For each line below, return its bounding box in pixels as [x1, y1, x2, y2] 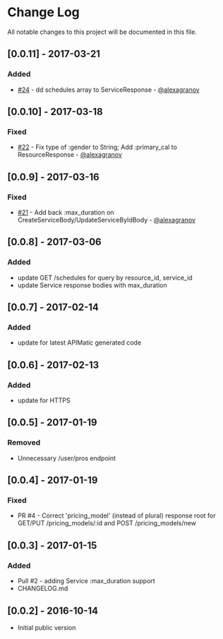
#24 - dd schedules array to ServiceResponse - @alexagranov [17, 85, 200, 94]
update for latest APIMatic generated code [17, 338, 142, 347]
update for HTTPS [17, 396, 71, 405]
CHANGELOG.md [17, 584, 68, 593]
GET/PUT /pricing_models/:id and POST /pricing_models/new [17, 519, 196, 527]
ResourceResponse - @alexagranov [17, 150, 122, 159]
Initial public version [17, 623, 76, 632]
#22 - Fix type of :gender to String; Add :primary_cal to [17, 143, 178, 152]
